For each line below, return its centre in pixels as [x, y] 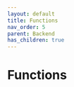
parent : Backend [31, 34]
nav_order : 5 [26, 27]
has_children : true [36, 40]
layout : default [31, 14]
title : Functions [33, 21]
